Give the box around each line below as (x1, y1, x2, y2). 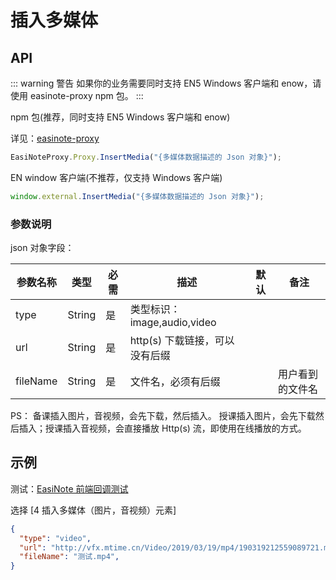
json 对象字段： (10, 242, 75, 254)
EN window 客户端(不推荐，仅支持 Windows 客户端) (10, 171, 223, 183)
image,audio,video (129, 316, 217, 330)
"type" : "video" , (19, 533, 92, 543)
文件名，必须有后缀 (129, 375, 221, 389)
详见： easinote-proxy (10, 132, 100, 144)
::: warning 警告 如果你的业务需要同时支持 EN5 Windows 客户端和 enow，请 (10, 77, 322, 89)
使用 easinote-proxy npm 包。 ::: (10, 90, 144, 101)
